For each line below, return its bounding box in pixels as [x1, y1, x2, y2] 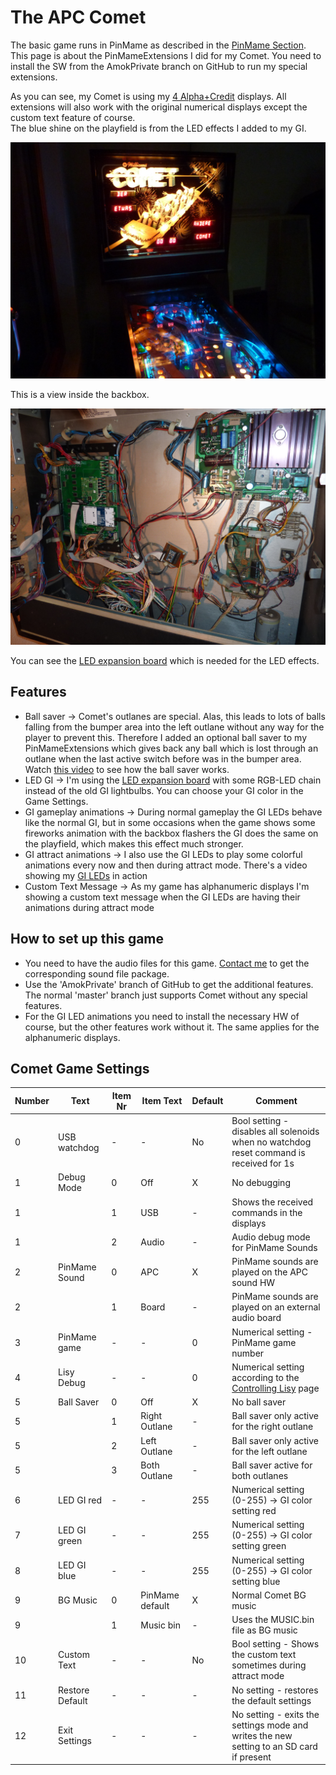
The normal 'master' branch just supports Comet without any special [24, 989, 308, 1001]
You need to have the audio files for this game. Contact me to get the [24, 957, 310, 969]
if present [231, 1751, 272, 1763]
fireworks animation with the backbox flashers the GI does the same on [24, 827, 319, 839]
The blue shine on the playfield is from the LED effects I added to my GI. [10, 122, 307, 134]
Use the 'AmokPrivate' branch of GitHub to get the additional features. [24, 978, 314, 990]
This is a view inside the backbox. [10, 388, 150, 400]
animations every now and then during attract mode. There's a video [24, 859, 308, 871]
